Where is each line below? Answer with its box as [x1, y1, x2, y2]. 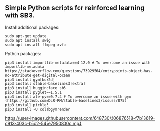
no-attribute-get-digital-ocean [5, 73, 70, 78]
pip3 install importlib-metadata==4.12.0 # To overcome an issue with [5, 60, 151, 65]
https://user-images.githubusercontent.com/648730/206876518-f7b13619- [5, 115, 155, 121]
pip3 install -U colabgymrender [5, 107, 70, 112]
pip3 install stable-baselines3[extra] [5, 81, 86, 86]
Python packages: [5, 50, 41, 56]
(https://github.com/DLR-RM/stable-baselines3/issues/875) [5, 98, 127, 103]
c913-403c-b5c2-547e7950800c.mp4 [5, 120, 82, 126]
